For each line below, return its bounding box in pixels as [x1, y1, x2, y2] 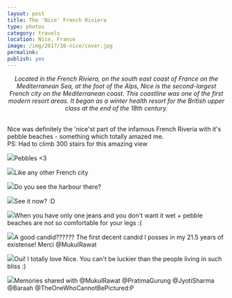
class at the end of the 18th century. [64, 104, 168, 112]
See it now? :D [14, 197, 55, 205]
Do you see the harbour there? [14, 182, 102, 191]
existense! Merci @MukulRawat [7, 240, 97, 249]
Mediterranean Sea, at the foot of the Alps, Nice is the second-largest [16, 81, 217, 90]
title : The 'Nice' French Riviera [7, 17, 107, 24]
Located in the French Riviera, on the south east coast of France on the [15, 74, 218, 83]
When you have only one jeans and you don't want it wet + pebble [14, 211, 203, 220]
